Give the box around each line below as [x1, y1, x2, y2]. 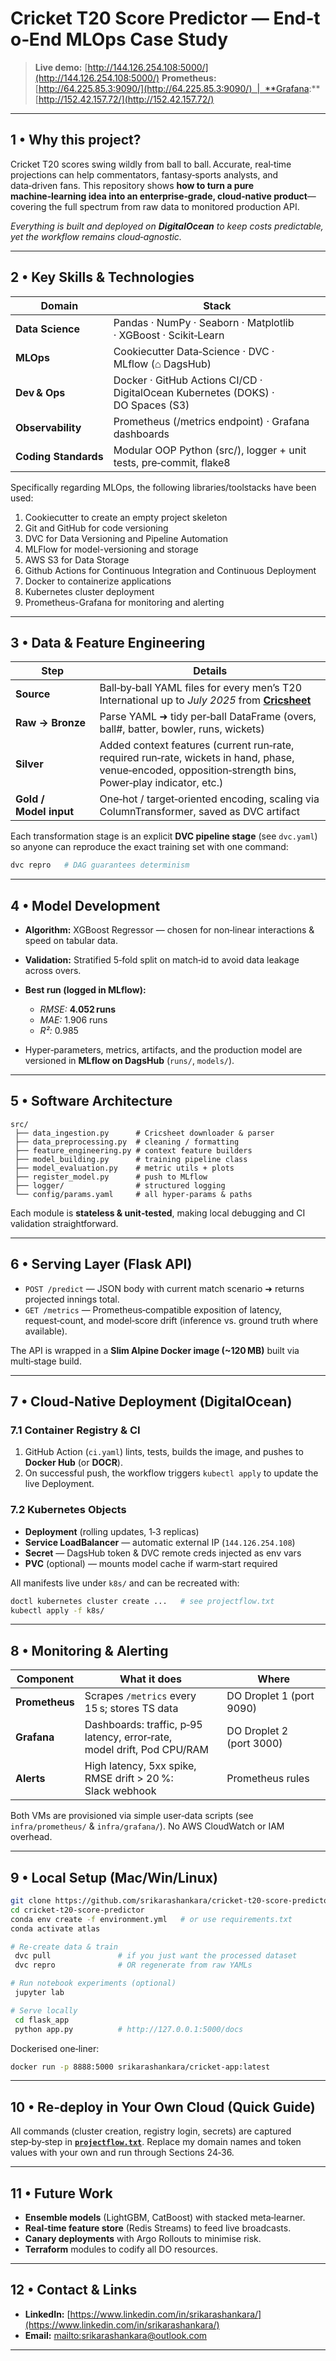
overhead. [10, 1831, 53, 1843]
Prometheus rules [226, 1772, 310, 1786]
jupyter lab [14, 1988, 65, 1998]
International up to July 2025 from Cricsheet [99, 693, 312, 707]
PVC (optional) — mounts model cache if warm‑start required [24, 1557, 278, 1569]
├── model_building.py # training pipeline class [14, 1154, 248, 1164]
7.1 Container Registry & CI [10, 1423, 141, 1437]
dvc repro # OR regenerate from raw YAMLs [14, 1960, 253, 1971]
